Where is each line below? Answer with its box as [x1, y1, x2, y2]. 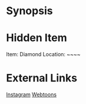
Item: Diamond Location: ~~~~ [6, 51, 81, 58]
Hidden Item [6, 31, 68, 45]
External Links [6, 71, 78, 85]
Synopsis [6, 4, 53, 18]
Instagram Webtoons [6, 91, 57, 98]
